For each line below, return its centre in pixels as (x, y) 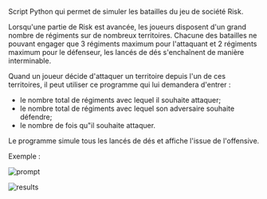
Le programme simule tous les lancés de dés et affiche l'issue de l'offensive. (134, 141)
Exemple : (25, 156)
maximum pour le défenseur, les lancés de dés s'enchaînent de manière (126, 52)
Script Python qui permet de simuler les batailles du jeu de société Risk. (126, 12)
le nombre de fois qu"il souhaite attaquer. (88, 125)
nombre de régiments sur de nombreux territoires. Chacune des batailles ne (133, 35)
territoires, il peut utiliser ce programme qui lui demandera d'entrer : (120, 84)
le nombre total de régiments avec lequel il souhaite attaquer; (120, 100)
